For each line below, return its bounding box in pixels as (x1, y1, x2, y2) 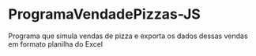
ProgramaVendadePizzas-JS (8, 5, 201, 23)
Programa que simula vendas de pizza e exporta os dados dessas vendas (8, 31, 248, 40)
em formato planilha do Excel (8, 39, 104, 48)
